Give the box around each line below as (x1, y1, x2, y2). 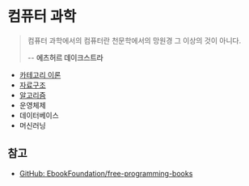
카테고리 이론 (19, 70, 61, 79)
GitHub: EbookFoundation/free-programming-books (19, 168, 193, 178)
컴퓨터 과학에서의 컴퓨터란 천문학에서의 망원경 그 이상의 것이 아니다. (27, 36, 242, 45)
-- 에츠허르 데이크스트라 (27, 53, 103, 62)
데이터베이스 (19, 110, 60, 120)
